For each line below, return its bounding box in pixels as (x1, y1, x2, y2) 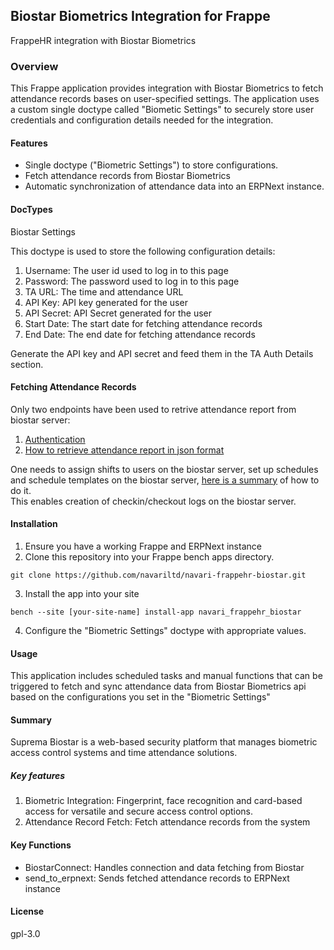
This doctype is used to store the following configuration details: (10, 245, 276, 257)
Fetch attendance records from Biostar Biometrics (24, 170, 231, 182)
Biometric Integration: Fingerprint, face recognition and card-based (24, 795, 303, 807)
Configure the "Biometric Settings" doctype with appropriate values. (24, 624, 307, 636)
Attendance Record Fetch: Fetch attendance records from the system (24, 816, 311, 828)
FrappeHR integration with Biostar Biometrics (10, 34, 197, 46)
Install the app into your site (24, 587, 140, 599)
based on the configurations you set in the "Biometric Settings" (10, 691, 271, 703)
